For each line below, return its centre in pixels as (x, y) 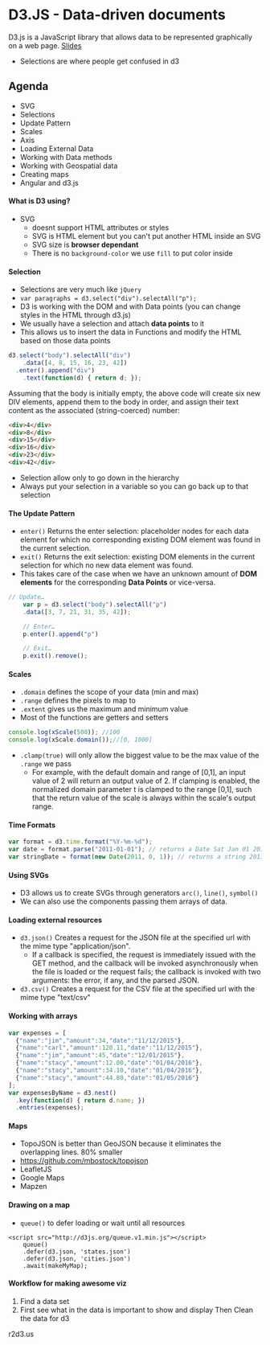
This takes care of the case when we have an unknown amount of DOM (138, 574)
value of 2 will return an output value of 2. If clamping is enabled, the (146, 781)
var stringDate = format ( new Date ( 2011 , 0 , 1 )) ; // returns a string (127, 857)
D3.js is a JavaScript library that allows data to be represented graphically (131, 37)
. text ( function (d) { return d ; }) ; (82, 378)
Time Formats (32, 825)
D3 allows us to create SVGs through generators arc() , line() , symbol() (139, 893)
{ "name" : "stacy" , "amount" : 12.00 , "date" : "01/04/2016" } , (109, 1063)
